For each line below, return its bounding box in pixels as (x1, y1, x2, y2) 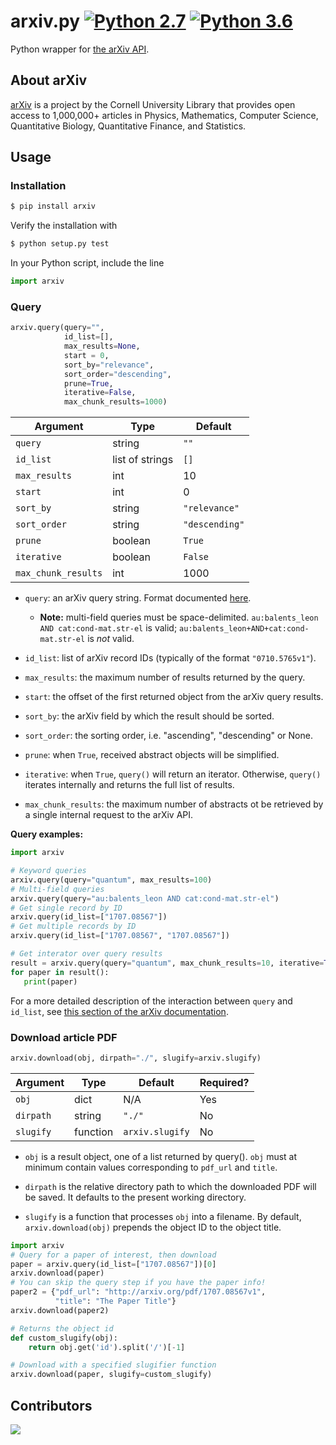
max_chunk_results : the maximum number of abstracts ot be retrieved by (24, 798, 324, 810)
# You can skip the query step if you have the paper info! (10, 1278, 267, 1288)
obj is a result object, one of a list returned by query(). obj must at (24, 1150, 298, 1162)
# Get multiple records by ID (10, 921, 137, 932)
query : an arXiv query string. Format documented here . (24, 592, 252, 604)
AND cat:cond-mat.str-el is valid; (39, 622, 178, 634)
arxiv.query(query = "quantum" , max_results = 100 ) (10, 875, 213, 885)
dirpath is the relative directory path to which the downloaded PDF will (24, 1180, 317, 1192)
